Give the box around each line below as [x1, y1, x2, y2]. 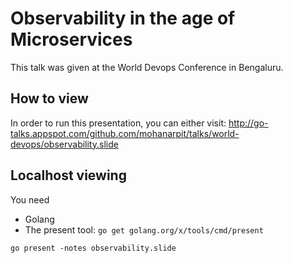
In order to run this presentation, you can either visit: [10, 117, 227, 129]
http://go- [228, 117, 269, 129]
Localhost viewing [10, 167, 127, 184]
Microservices [10, 28, 133, 51]
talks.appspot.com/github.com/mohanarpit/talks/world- [10, 127, 240, 139]
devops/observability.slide [10, 138, 119, 150]
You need [10, 193, 50, 206]
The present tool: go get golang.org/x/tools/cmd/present [24, 223, 264, 236]
